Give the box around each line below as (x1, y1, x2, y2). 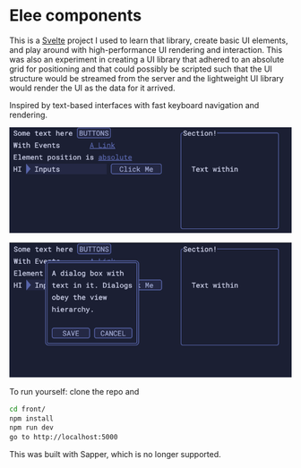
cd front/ (9, 404, 47, 413)
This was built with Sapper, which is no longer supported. (9, 449, 221, 460)
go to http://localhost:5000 (9, 433, 118, 442)
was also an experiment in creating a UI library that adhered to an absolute (9, 54, 285, 64)
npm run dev (9, 423, 54, 432)
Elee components (9, 5, 142, 26)
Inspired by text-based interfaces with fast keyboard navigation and (9, 99, 260, 110)
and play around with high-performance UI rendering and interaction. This (9, 44, 283, 55)
